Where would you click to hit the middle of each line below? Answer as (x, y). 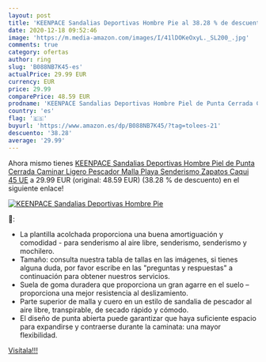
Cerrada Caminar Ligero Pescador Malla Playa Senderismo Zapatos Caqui (129, 172)
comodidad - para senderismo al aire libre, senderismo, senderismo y (133, 243)
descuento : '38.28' (40, 133)
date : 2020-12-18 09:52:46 (53, 30)
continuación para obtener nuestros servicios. (95, 276)
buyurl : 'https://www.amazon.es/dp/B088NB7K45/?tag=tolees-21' (115, 126)
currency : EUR (32, 81)
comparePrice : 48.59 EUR (49, 96)
